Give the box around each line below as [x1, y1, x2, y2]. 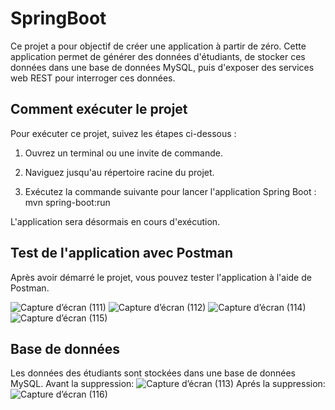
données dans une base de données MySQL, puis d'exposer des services [10, 61, 315, 73]
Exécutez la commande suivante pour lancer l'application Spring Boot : [24, 185, 317, 197]
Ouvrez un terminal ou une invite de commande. [24, 147, 224, 159]
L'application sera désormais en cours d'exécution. [10, 215, 221, 227]
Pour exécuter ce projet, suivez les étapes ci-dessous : [10, 127, 237, 139]
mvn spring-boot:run [24, 196, 111, 208]
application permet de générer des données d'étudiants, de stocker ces [10, 50, 306, 62]
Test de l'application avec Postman [10, 245, 234, 262]
